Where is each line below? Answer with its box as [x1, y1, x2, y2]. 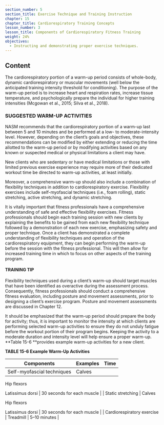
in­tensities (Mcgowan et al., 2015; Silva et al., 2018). [5, 101, 109, 106]
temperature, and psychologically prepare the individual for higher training [5, 95, 155, 101]
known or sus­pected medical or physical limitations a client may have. [5, 149, 146, 155]
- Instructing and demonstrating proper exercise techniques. [9, 43, 139, 48]
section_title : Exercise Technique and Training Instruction [5, 12, 132, 17]
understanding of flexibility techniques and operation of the [5, 235, 124, 241]
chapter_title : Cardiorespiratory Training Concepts [5, 20, 115, 26]
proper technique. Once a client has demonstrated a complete [5, 230, 130, 236]
